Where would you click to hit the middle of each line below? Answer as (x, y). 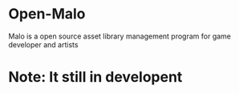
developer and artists (43, 44)
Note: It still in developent (95, 77)
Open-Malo (47, 14)
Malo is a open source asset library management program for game (119, 36)
